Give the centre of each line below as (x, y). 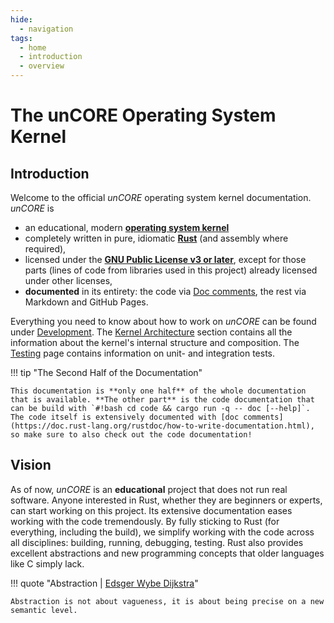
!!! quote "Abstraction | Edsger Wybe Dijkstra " (104, 583)
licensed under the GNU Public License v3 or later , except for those (165, 259)
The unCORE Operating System (143, 115)
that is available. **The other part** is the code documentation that (162, 400)
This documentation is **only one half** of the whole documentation (158, 391)
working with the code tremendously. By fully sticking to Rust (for (145, 521)
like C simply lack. (47, 563)
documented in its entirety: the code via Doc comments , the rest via (165, 291)
